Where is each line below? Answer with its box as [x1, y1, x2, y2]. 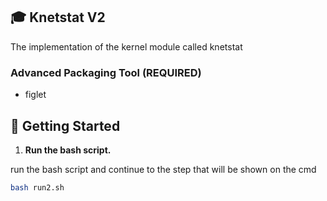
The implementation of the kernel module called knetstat [10, 40, 243, 53]
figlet [24, 89, 47, 101]
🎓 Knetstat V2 [10, 9, 106, 26]
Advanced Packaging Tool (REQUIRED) [10, 65, 202, 79]
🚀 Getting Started [10, 117, 121, 134]
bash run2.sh [10, 182, 65, 193]
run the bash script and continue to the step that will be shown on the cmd [10, 163, 317, 175]
